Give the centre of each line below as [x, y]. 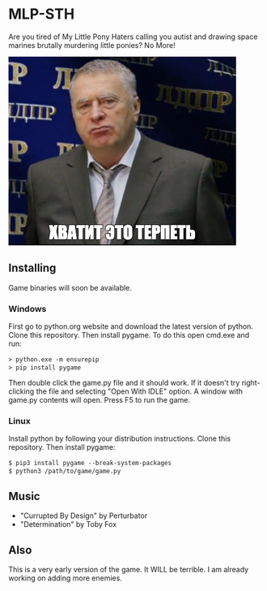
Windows [28, 308]
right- [251, 383]
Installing [32, 268]
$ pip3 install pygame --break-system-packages [90, 464]
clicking [21, 391]
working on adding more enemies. [66, 578]
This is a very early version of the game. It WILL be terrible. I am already [129, 569]
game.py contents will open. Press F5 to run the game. [100, 400]
